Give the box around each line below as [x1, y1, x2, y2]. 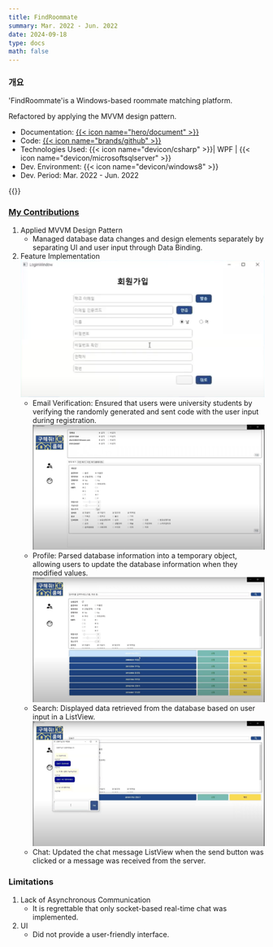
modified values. [32, 568, 89, 578]
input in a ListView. [32, 712, 96, 722]
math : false [8, 47, 49, 56]
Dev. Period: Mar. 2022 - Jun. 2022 [19, 171, 140, 181]
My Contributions [8, 207, 80, 218]
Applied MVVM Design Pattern [19, 225, 123, 235]
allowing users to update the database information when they [32, 560, 238, 570]
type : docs [8, 39, 45, 47]
